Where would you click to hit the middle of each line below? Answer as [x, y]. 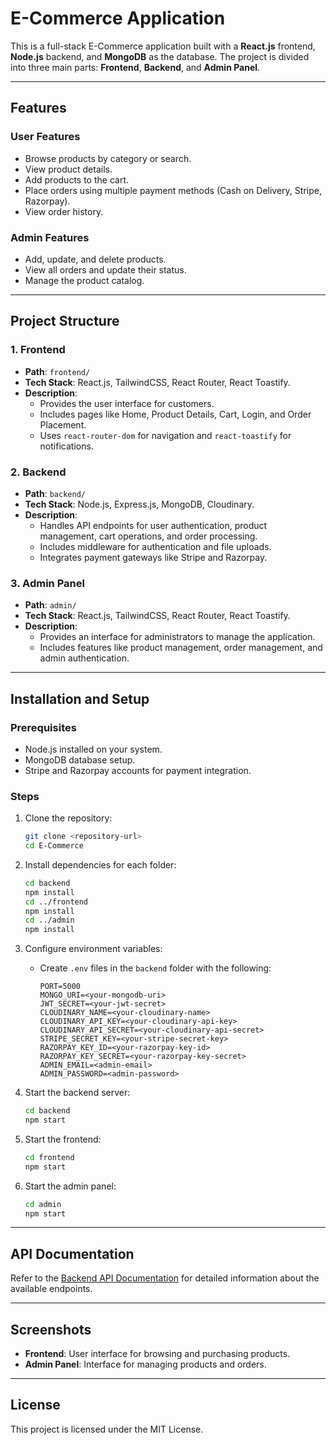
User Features [45, 137]
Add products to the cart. [76, 179]
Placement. [63, 424]
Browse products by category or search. [108, 158]
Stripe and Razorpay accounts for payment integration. [138, 770]
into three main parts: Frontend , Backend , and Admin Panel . [135, 67]
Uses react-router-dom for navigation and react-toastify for [165, 435]
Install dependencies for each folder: [100, 864]
